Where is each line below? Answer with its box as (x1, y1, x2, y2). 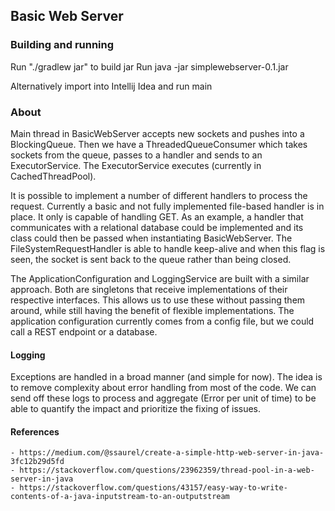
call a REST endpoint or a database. (10, 325, 158, 338)
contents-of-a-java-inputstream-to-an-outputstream (10, 492, 230, 502)
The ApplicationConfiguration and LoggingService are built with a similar (10, 272, 310, 284)
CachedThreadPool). (10, 170, 97, 182)
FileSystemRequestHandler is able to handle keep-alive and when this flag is (10, 242, 326, 254)
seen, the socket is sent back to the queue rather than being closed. (10, 253, 292, 265)
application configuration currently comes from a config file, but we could (10, 315, 315, 327)
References (10, 425, 60, 438)
